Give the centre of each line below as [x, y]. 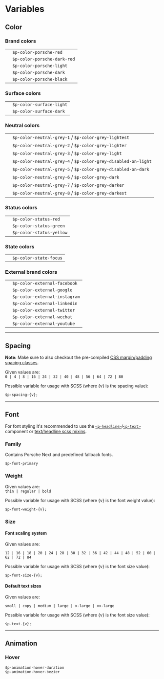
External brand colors [31, 272]
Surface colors [23, 93]
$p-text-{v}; [18, 624]
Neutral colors [22, 126]
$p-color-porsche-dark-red [44, 59]
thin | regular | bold [28, 491]
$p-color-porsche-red [37, 52]
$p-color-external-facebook [45, 284]
